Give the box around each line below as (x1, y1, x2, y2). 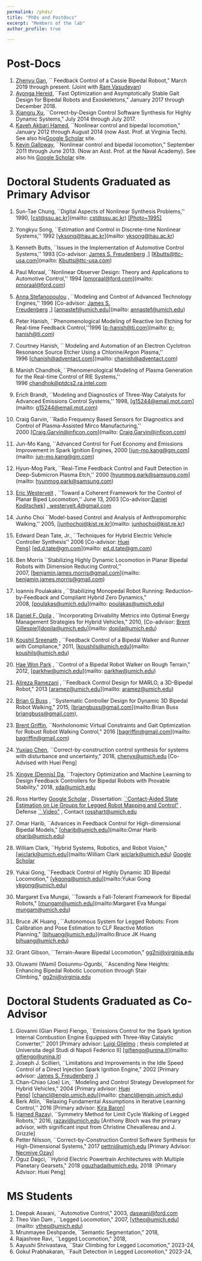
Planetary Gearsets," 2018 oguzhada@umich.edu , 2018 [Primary (15, 1162, 177, 1169)
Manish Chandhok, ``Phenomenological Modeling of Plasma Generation (15, 366, 193, 374)
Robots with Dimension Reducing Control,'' (15, 563, 122, 570)
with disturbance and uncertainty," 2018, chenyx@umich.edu (15, 753, 167, 760)
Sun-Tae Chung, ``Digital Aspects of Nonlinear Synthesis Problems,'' (15, 208, 185, 215)
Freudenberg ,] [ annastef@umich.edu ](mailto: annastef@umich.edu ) (15, 306, 186, 313)
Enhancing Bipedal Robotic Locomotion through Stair (15, 967, 147, 974)
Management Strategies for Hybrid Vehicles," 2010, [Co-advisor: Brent (15, 618, 190, 625)
